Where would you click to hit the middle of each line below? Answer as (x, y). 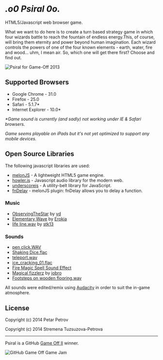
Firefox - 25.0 (26, 99)
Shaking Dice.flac (30, 252)
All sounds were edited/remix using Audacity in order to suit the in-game (78, 288)
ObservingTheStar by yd (36, 214)
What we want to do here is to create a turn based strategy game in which (79, 32)
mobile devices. (21, 138)
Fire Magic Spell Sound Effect (42, 268)
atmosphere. (18, 293)
